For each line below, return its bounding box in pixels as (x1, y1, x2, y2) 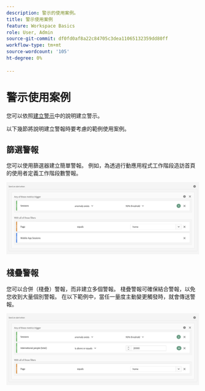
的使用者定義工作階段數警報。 (6, 169, 81, 177)
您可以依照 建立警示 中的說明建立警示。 (6, 112, 103, 119)
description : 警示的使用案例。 (6, 10, 79, 16)
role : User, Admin (6, 29, 53, 35)
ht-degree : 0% (6, 55, 43, 61)
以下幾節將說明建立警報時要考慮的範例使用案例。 (6, 125, 130, 132)
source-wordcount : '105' (6, 49, 70, 55)
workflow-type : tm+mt (6, 42, 62, 48)
